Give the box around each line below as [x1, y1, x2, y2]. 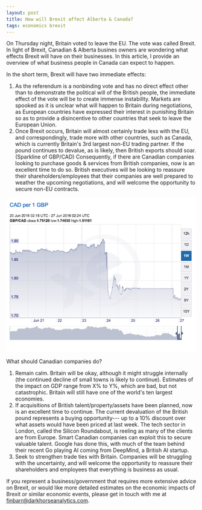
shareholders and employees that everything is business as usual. [14, 466, 179, 473]
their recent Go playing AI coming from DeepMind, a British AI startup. [14, 446, 189, 454]
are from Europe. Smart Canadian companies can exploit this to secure [14, 433, 191, 441]
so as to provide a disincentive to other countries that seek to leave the [14, 115, 192, 122]
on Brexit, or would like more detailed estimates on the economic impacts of [6, 484, 195, 491]
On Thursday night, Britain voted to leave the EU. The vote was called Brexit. [6, 40, 196, 47]
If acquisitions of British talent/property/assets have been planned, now [14, 401, 193, 408]
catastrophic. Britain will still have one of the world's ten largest [14, 388, 173, 396]
